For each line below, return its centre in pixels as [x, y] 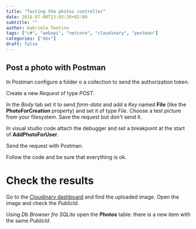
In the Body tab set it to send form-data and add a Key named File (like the [96, 104]
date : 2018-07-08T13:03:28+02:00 [47, 17]
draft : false [22, 44]
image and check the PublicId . [42, 203]
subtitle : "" [22, 22]
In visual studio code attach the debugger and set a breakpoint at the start [96, 128]
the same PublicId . [28, 220]
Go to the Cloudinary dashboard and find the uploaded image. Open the [93, 197]
